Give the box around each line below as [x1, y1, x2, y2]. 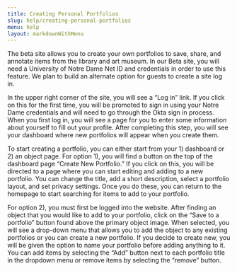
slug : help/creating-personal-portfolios [7, 17, 132, 24]
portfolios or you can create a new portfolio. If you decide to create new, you [7, 233, 231, 242]
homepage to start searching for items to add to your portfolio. [7, 190, 190, 198]
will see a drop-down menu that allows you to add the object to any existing [7, 226, 228, 234]
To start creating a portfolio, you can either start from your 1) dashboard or [7, 144, 225, 153]
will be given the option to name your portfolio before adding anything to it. [7, 241, 226, 250]
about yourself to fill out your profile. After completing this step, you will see [7, 123, 229, 132]
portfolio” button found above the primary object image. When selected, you [7, 219, 230, 227]
